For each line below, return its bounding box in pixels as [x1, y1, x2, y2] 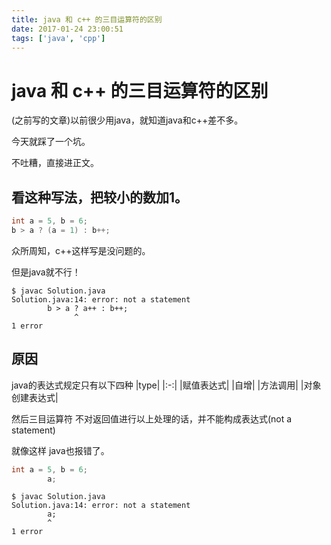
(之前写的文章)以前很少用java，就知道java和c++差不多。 [11, 114, 244, 126]
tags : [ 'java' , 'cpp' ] [11, 33, 106, 43]
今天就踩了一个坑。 [11, 136, 91, 148]
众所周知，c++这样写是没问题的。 [11, 244, 151, 256]
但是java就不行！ [11, 266, 81, 278]
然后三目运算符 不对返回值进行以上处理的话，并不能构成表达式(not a [11, 412, 293, 425]
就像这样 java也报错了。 [11, 444, 110, 456]
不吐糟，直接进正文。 [11, 157, 99, 169]
